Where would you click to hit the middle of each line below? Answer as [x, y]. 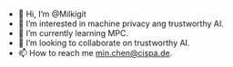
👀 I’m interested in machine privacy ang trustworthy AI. [121, 24]
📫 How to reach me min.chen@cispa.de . [95, 53]
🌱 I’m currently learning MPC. [73, 33]
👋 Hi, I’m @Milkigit [52, 14]
